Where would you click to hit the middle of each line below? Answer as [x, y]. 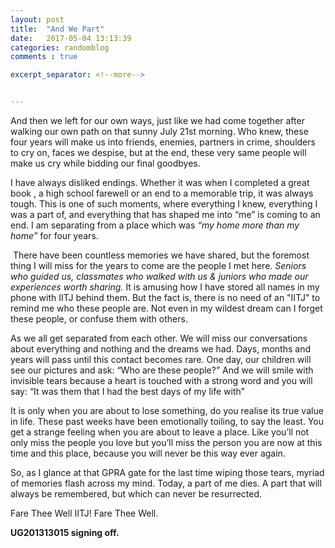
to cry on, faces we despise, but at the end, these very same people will [158, 152]
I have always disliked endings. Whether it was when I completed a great [160, 182]
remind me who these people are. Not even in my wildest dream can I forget [166, 308]
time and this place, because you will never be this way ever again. [148, 453]
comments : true [44, 57]
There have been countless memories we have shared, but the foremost [161, 255]
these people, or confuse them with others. [99, 319]
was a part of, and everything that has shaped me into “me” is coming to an [165, 214]
